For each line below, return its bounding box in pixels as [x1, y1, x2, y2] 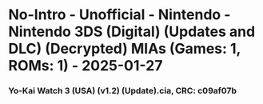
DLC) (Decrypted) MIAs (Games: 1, [8, 40, 241, 58]
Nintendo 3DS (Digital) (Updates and [8, 22, 256, 41]
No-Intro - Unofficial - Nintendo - [8, 6, 231, 24]
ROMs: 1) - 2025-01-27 [8, 57, 163, 75]
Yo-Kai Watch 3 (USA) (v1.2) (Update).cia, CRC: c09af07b [8, 86, 237, 97]
